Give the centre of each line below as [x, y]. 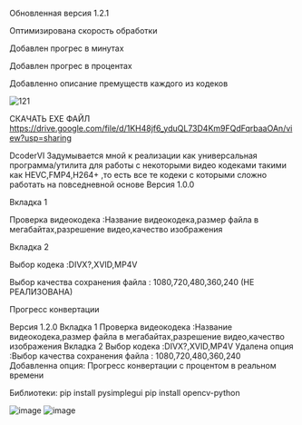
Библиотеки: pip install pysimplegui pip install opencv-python [125, 393]
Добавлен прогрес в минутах [67, 48]
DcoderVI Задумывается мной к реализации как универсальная [134, 155]
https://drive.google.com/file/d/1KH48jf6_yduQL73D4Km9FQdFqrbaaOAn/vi [151, 128]
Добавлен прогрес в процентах [71, 66]
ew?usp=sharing [41, 138]
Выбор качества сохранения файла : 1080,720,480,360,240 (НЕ [132, 282]
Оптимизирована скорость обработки [83, 30]
